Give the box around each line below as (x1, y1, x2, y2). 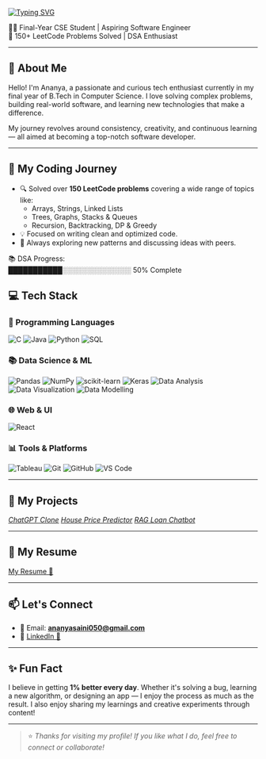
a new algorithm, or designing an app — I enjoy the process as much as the (8, 691, 255, 701)
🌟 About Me (8, 62, 67, 75)
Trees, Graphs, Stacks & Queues (31, 212, 138, 221)
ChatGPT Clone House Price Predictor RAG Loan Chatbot (8, 516, 196, 525)
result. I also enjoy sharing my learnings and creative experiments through (8, 700, 250, 709)
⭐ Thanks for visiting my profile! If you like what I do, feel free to (27, 731, 237, 741)
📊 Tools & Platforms (8, 443, 88, 454)
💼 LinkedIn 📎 (19, 631, 61, 641)
